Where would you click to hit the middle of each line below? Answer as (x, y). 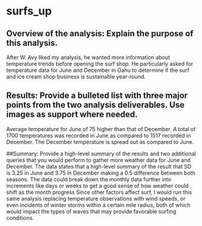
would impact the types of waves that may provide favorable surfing (91, 211)
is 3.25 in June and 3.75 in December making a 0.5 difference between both (101, 173)
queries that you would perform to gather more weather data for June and (99, 160)
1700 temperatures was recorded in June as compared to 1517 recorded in (99, 135)
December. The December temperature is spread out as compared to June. (100, 142)
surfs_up (29, 11)
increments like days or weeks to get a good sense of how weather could (97, 186)
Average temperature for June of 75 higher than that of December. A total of (101, 129)
